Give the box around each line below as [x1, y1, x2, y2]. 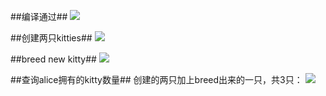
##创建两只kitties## [10, 32, 93, 44]
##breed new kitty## [10, 53, 97, 65]
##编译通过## [10, 11, 68, 22]
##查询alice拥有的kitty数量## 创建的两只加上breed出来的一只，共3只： [10, 74, 303, 85]
